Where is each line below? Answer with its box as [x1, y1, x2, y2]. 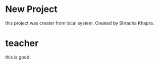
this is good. [5, 54, 31, 60]
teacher [5, 37, 39, 49]
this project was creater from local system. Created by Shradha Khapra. [5, 20, 154, 26]
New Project [5, 3, 58, 15]
